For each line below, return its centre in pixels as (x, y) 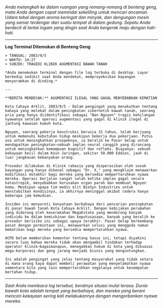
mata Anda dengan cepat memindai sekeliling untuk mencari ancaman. (77, 12)
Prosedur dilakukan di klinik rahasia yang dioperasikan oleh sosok (76, 166)
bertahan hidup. (21, 272)
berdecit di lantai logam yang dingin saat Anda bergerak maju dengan (76, 28)
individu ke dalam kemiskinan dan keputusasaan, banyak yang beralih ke (80, 217)
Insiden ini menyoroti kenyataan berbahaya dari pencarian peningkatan (79, 204)
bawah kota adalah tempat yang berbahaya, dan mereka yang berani (75, 291)
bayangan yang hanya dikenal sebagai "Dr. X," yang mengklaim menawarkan (81, 170)
